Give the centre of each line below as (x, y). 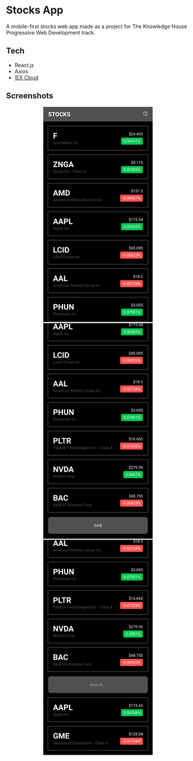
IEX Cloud (27, 77)
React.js (24, 65)
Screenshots (30, 96)
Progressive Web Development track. (51, 32)
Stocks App (35, 10)
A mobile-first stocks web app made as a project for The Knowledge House (97, 26)
